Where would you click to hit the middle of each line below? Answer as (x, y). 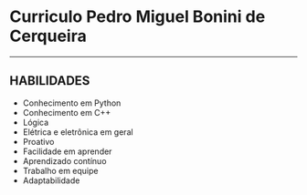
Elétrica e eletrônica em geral (78, 132)
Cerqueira (48, 36)
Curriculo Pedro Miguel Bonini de (138, 17)
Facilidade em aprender (67, 151)
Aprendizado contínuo (64, 160)
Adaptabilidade (51, 180)
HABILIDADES (50, 81)
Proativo (38, 141)
